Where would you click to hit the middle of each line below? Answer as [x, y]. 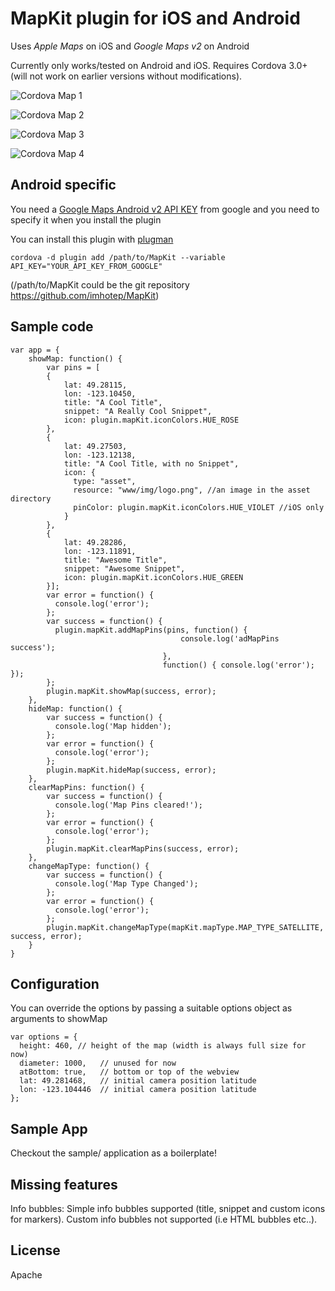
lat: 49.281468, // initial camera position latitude [138, 1081]
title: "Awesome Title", [115, 560]
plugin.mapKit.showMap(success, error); [131, 691]
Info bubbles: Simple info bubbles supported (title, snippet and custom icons [168, 1208]
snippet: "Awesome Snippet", [124, 568]
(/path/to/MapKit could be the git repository [100, 284]
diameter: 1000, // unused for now [98, 1063]
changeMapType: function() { [89, 866]
